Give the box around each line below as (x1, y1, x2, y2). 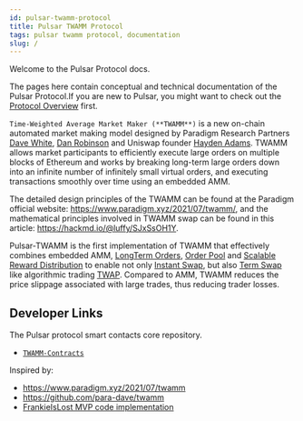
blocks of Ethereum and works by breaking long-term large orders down (9, 156, 280, 168)
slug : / (9, 38, 39, 48)
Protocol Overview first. (9, 101, 98, 112)
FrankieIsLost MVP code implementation (22, 402, 174, 413)
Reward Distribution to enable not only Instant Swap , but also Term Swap (9, 260, 283, 271)
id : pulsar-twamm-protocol (9, 13, 112, 23)
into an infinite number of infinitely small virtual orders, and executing (9, 166, 269, 177)
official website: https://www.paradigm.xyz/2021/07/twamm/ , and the (9, 204, 269, 215)
